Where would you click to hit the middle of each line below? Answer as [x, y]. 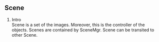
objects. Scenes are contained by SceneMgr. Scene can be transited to [83, 30]
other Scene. [25, 35]
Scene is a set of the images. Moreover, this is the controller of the [78, 25]
